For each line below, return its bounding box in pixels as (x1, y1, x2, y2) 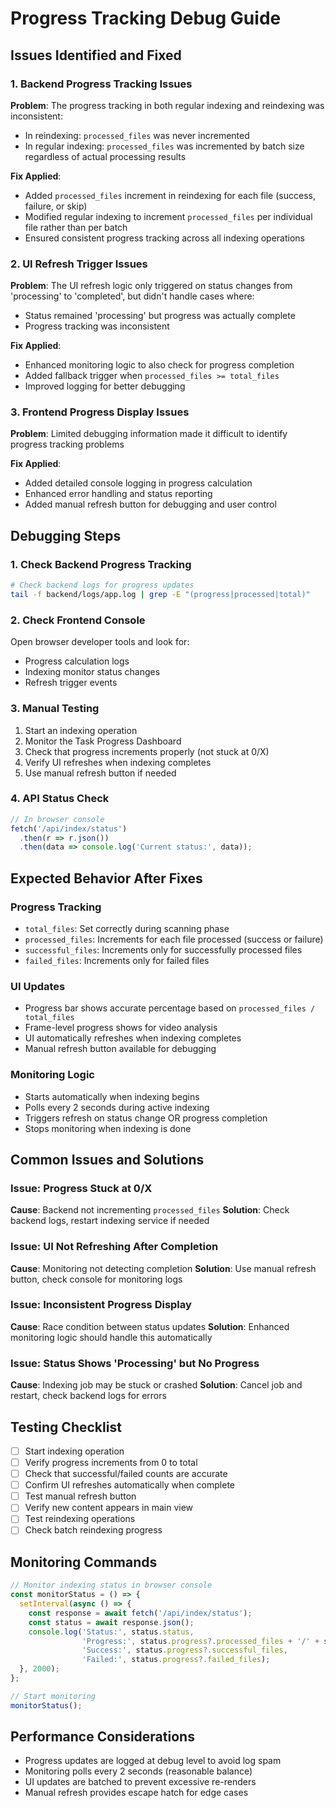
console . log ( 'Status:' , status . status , (28, 1627, 195, 1637)
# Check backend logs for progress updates (10, 580, 195, 591)
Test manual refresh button (24, 1490, 137, 1502)
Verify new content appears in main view (24, 1502, 194, 1514)
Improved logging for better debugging (24, 380, 186, 392)
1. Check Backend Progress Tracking (10, 557, 192, 571)
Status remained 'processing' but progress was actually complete (24, 310, 296, 322)
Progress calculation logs (24, 655, 130, 667)
